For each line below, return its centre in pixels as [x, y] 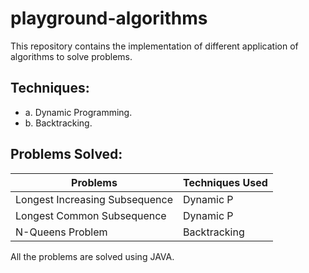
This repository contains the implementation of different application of [154, 46]
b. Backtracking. [58, 123]
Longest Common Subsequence [91, 215]
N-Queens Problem [61, 232]
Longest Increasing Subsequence [94, 199]
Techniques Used [225, 182]
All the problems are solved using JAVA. [92, 256]
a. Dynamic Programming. [78, 112]
